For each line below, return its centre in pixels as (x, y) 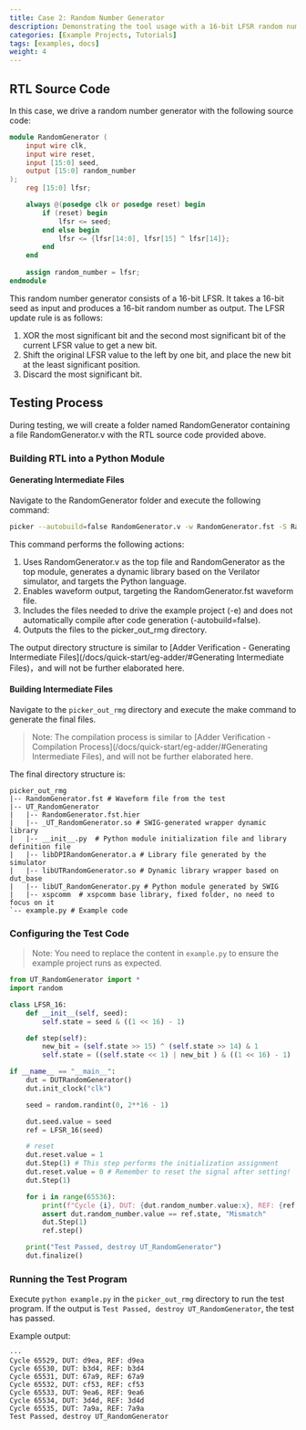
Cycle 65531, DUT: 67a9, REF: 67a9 (77, 1377)
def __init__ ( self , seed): (77, 1013)
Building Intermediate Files (61, 689)
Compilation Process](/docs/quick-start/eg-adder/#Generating (150, 746)
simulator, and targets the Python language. (104, 581)
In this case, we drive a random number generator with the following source (152, 110)
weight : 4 (28, 52)
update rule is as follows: (56, 318)
